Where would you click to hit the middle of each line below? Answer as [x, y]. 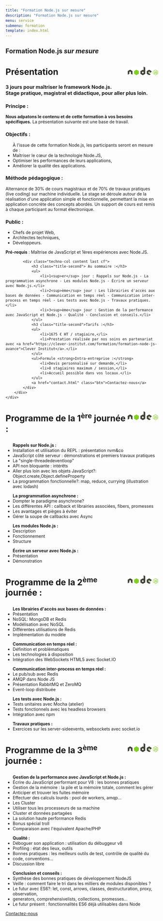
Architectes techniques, [36, 238]
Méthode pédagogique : [34, 178]
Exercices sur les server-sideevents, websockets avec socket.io [76, 729]
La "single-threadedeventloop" [43, 460]
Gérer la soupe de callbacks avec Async [53, 516]
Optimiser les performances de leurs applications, [62, 161]
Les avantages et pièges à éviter [45, 511]
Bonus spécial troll [31, 823]
